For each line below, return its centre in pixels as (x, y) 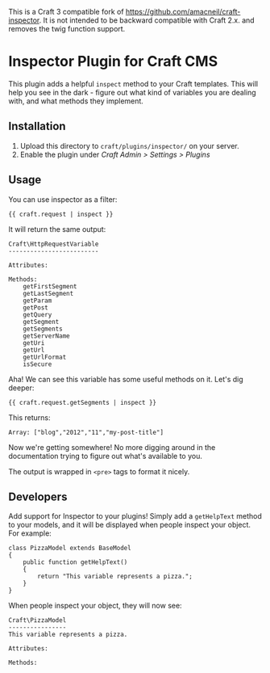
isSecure (37, 364)
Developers (38, 496)
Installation (37, 126)
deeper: (21, 388)
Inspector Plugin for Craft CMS (113, 62)
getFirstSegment (50, 286)
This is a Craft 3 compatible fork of (66, 12)
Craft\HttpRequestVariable (54, 244)
